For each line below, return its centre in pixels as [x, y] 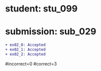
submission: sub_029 [51, 32]
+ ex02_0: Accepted [25, 45]
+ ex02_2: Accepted [25, 54]
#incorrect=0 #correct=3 [31, 63]
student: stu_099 [41, 9]
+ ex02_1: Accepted [25, 49]
